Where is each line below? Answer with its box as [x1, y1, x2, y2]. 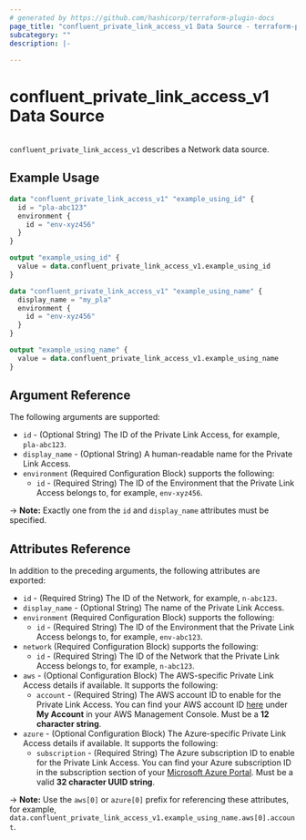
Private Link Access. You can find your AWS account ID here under [36, 699, 289, 711]
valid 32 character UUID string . [36, 776, 156, 788]
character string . [36, 719, 102, 730]
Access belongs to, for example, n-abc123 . [36, 661, 196, 671]
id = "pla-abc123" [17, 202, 88, 212]
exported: [9, 575, 46, 586]
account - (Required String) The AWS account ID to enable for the [36, 690, 281, 701]
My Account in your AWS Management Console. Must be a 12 [36, 709, 270, 720]
